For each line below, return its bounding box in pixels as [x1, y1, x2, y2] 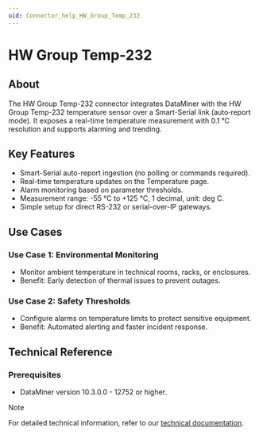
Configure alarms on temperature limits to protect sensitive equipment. [19, 314, 252, 323]
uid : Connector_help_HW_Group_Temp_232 [8, 11, 141, 20]
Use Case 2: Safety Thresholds [8, 296, 131, 307]
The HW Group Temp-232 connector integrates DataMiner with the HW [8, 99, 242, 108]
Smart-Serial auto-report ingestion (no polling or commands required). [19, 168, 250, 178]
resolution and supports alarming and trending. [8, 124, 162, 134]
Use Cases [8, 225, 63, 239]
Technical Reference [8, 345, 113, 359]
